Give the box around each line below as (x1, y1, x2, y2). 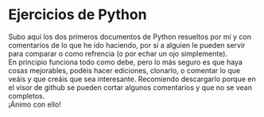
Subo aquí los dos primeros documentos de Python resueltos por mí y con (8, 32, 252, 41)
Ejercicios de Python (8, 6, 147, 24)
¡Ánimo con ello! (8, 99, 61, 109)
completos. (8, 91, 45, 100)
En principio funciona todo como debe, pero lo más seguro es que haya (8, 57, 243, 67)
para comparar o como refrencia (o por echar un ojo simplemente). (8, 49, 228, 58)
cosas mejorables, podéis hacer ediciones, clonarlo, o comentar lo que (8, 65, 241, 75)
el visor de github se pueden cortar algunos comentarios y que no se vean (8, 82, 253, 92)
